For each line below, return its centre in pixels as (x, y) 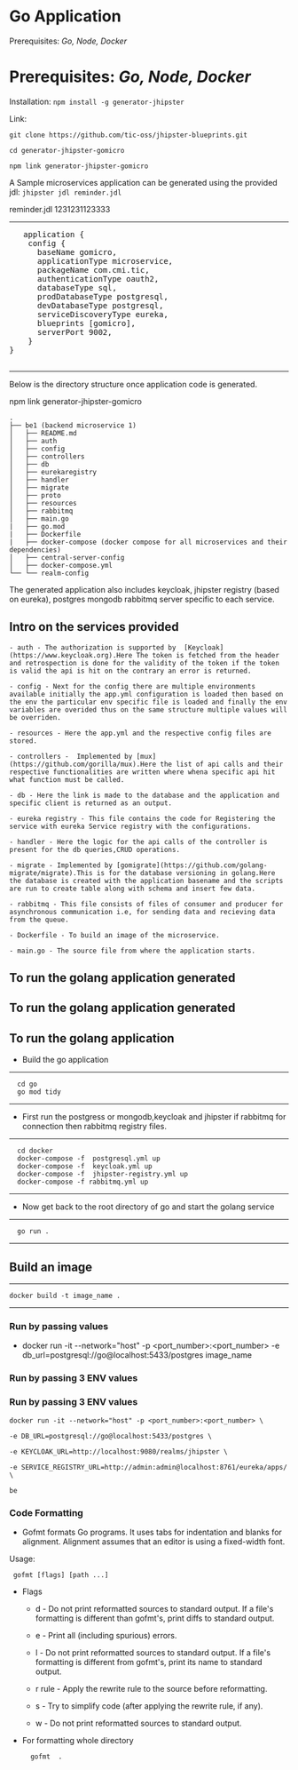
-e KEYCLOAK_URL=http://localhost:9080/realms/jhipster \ (118, 1451)
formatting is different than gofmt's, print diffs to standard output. (155, 1618)
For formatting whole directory (78, 1740)
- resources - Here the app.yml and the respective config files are (141, 733)
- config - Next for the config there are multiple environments (132, 686)
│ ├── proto (35, 495)
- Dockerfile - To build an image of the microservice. (114, 935)
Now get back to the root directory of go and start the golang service (148, 1207)
